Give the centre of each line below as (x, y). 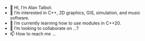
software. (20, 18)
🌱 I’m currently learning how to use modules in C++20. (65, 23)
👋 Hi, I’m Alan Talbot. (31, 8)
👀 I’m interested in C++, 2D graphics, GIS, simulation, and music (75, 13)
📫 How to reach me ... (33, 34)
